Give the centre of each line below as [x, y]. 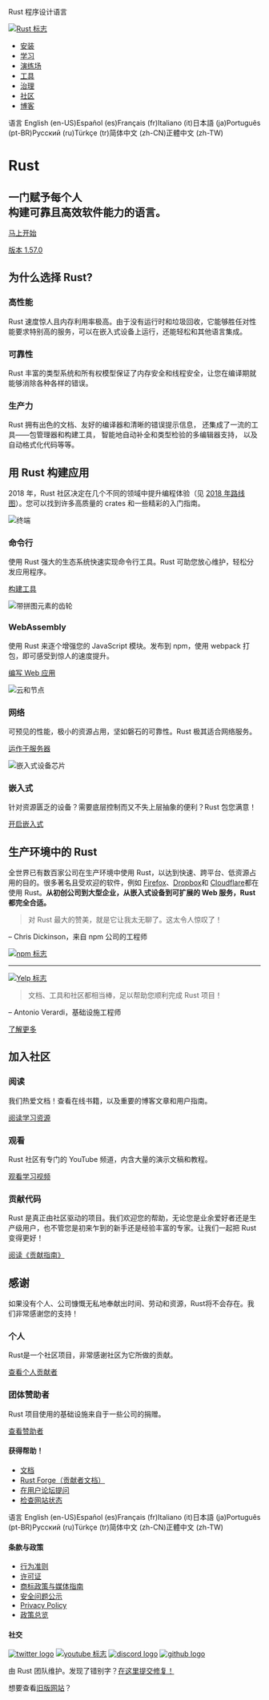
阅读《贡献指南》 [36, 1255]
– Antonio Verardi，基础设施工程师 [65, 1012]
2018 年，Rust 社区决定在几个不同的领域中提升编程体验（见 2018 [115, 493]
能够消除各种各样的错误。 [50, 383]
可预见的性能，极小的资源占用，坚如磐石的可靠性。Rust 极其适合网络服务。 [132, 731]
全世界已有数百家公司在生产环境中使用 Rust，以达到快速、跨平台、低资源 [129, 873]
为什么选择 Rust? [51, 277]
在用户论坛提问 [44, 1490]
